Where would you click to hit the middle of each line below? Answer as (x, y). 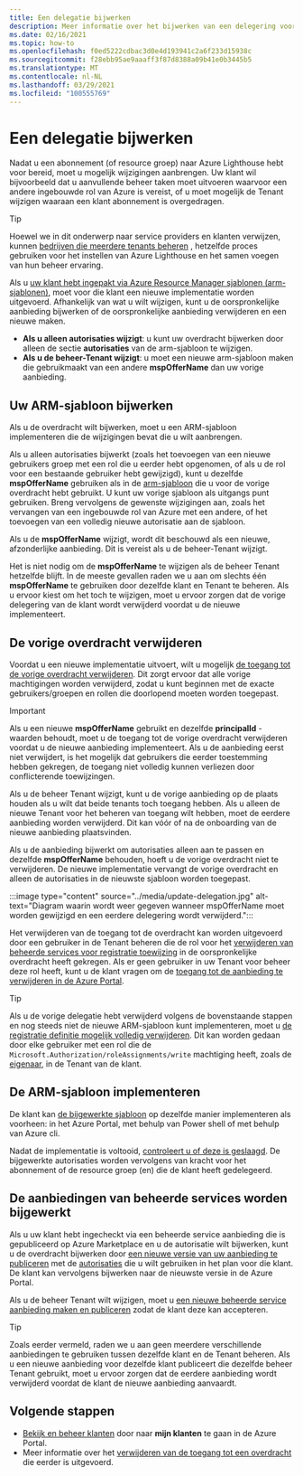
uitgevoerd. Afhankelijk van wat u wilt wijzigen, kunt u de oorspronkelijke (144, 302)
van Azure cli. (35, 1133)
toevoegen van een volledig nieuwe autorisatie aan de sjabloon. (128, 522)
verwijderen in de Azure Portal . (67, 981)
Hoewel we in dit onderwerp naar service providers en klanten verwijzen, (145, 237)
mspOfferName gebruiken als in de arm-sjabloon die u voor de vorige (140, 484)
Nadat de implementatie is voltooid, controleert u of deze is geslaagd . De (145, 1151)
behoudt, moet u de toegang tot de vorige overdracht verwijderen (166, 738)
